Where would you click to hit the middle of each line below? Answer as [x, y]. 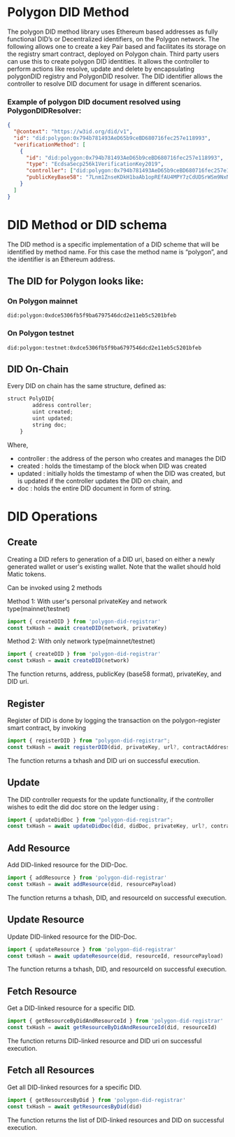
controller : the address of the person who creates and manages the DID [122, 458]
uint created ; [53, 412]
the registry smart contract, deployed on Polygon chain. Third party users [113, 54]
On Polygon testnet [41, 333]
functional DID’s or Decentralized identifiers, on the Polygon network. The [113, 39]
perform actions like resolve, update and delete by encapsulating [101, 69]
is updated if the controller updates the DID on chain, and [100, 481]
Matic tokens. [27, 574]
